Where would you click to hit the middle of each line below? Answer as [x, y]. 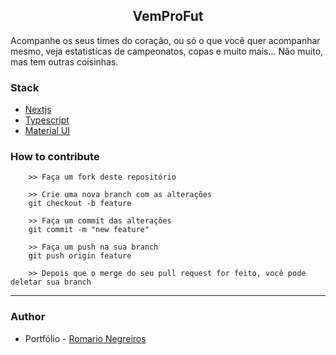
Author [28, 317]
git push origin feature [80, 256]
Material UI [47, 131]
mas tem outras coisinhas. [64, 61]
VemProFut [168, 16]
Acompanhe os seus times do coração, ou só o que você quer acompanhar [165, 40]
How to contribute [55, 157]
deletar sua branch [51, 282]
